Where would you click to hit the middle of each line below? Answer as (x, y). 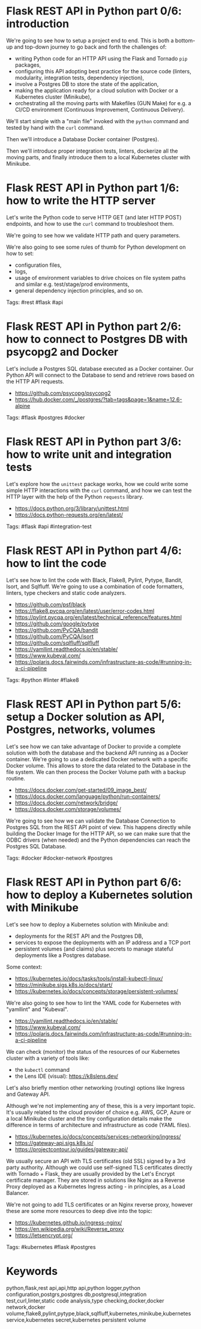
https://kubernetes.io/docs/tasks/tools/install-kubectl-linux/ (89, 978)
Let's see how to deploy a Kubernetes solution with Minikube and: (88, 924)
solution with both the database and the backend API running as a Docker (97, 753)
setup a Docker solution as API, (85, 717)
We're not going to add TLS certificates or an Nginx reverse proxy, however (100, 1204)
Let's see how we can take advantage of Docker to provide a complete (94, 746)
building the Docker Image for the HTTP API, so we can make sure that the (98, 833)
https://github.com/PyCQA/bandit (56, 630)
